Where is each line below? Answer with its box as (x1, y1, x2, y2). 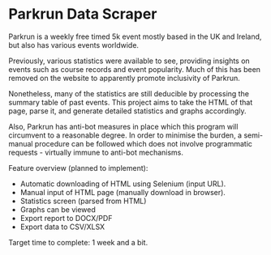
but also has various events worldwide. (8, 40, 140, 49)
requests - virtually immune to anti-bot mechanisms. (8, 147, 184, 157)
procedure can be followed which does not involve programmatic (34, 138, 253, 148)
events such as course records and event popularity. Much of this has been (8, 64, 261, 74)
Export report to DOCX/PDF (19, 213, 113, 223)
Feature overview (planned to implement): (8, 163, 148, 172)
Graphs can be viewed (19, 204, 96, 215)
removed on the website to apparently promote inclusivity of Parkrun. (8, 73, 241, 83)
